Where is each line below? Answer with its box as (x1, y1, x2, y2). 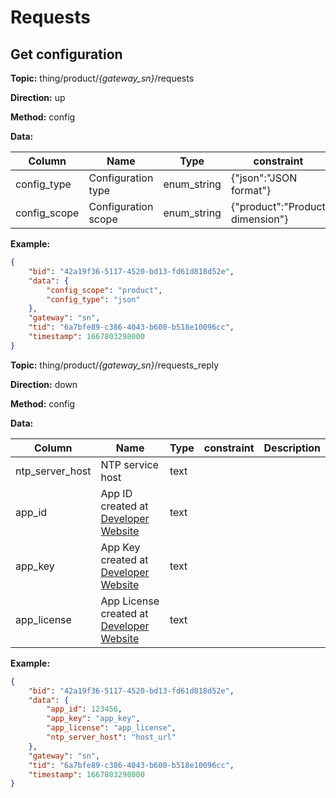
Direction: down (10, 378, 78, 390)
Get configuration (10, 46, 123, 63)
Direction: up (10, 92, 66, 103)
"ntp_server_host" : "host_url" (46, 732, 177, 742)
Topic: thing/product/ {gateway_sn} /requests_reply (10, 359, 220, 371)
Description (263, 441, 321, 455)
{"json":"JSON (230, 171, 298, 185)
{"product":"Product (230, 200, 326, 213)
